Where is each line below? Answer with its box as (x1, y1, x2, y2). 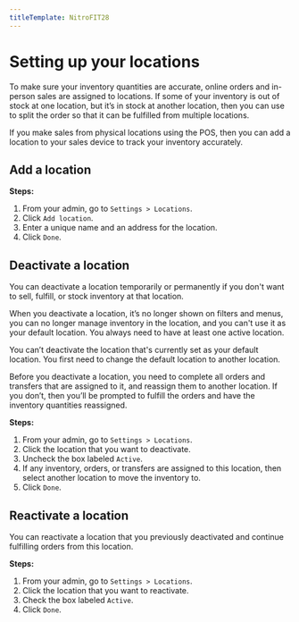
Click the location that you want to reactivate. (21, 585, 189, 595)
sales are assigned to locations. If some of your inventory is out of (37, 90, 280, 101)
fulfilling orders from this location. (9, 542, 134, 551)
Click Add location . (21, 213, 94, 223)
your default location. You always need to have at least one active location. (9, 327, 285, 338)
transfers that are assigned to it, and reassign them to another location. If (9, 381, 278, 391)
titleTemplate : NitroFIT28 (9, 13, 110, 22)
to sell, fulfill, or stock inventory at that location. (9, 291, 185, 302)
